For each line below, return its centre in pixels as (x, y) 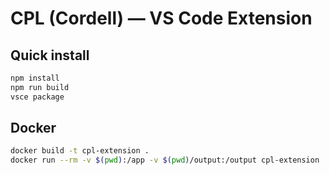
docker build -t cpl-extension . (80, 151)
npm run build (40, 87)
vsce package (37, 97)
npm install (35, 78)
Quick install (50, 55)
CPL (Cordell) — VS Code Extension (161, 18)
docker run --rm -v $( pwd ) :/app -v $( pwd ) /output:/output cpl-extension (165, 160)
